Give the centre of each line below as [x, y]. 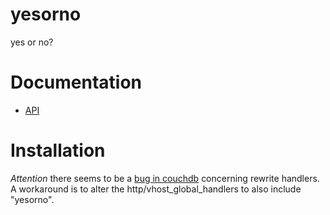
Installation [58, 150]
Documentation [76, 82]
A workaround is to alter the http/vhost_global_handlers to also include [156, 189]
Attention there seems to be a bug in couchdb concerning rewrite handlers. [165, 178]
